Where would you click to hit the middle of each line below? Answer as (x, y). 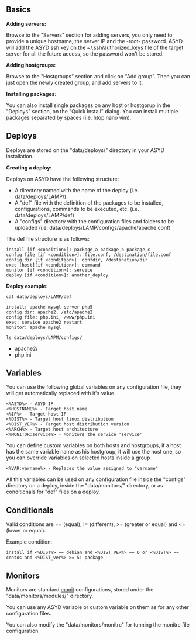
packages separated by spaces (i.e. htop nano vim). (69, 117)
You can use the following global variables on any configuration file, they (94, 387)
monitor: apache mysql (34, 327)
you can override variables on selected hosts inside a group (78, 458)
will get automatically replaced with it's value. (61, 393)
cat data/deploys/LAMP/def (39, 297)
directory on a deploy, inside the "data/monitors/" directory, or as (85, 486)
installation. (20, 156)
